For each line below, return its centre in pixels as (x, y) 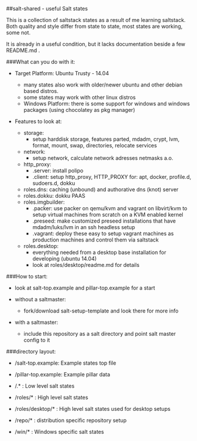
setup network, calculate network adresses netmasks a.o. (103, 158)
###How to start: (27, 276)
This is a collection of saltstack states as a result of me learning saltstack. (96, 20)
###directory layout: (31, 351)
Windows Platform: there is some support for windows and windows (107, 104)
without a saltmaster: (40, 299)
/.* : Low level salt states (45, 386)
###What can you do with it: (41, 62)
